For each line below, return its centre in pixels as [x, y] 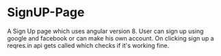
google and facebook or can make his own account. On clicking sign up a [110, 38]
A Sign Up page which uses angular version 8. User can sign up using [105, 31]
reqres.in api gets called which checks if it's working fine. [88, 45]
